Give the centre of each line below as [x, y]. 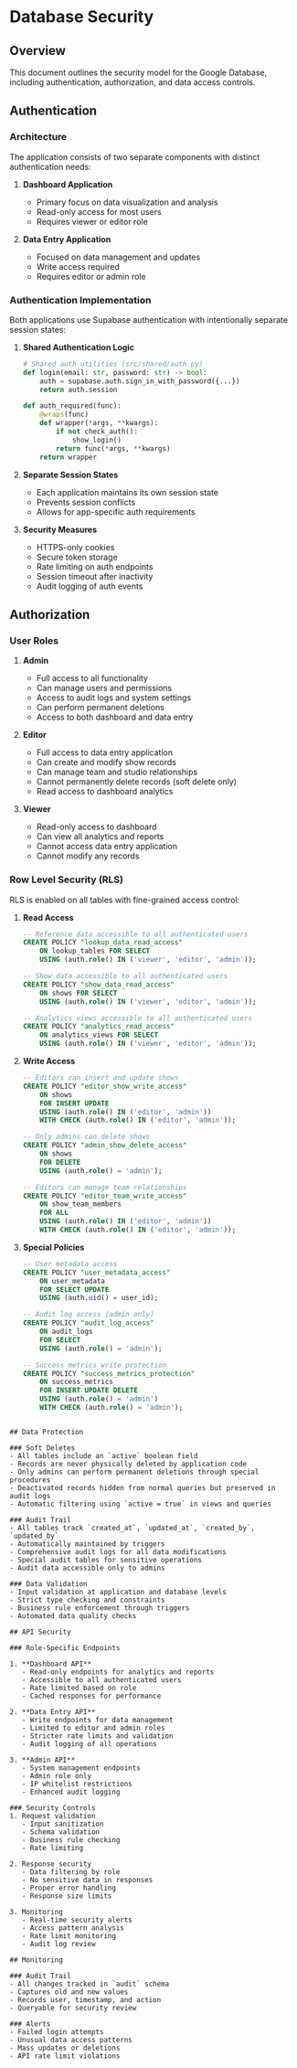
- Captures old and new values [69, 1992]
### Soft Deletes [42, 1448]
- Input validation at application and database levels [118, 1592]
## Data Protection [47, 1432]
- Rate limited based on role [79, 1688]
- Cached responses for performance [91, 1696]
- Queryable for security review [73, 2008]
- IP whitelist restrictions [77, 1784]
